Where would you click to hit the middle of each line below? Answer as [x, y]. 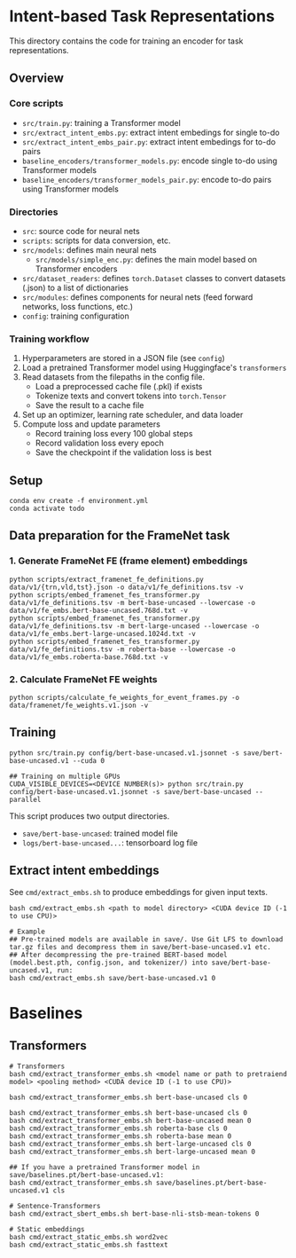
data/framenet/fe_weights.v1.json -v [79, 706]
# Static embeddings [47, 1229]
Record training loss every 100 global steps [114, 434]
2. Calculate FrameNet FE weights [83, 679]
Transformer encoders [76, 269]
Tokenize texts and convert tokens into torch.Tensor [131, 396]
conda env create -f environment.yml [79, 501]
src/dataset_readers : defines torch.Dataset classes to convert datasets [154, 278]
